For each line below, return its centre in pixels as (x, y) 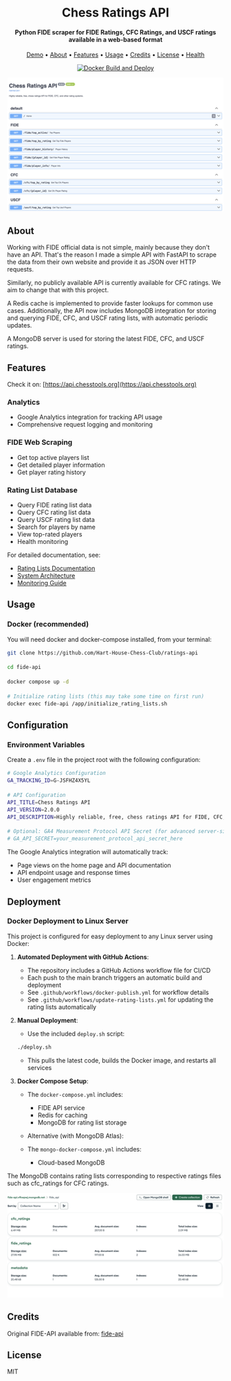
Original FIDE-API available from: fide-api (65, 1333)
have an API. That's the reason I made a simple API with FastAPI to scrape (112, 255)
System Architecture (46, 575)
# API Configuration (37, 795)
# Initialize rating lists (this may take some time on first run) (106, 696)
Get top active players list (53, 457)
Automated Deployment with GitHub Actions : (83, 957)
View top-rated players (49, 534)
